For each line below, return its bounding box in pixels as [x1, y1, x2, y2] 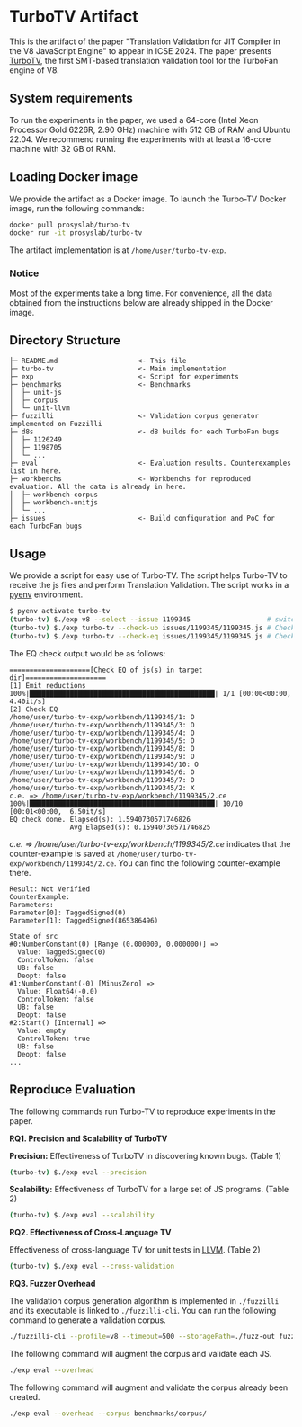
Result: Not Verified [9, 884, 91, 894]
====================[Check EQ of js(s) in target [9, 665, 203, 674]
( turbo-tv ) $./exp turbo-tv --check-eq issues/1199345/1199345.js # [9, 631, 271, 640]
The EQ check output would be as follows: [9, 647, 166, 658]
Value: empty [17, 1026, 67, 1035]
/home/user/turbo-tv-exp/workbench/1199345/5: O [9, 736, 195, 745]
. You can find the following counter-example [113, 857, 280, 869]
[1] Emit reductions [9, 681, 87, 690]
